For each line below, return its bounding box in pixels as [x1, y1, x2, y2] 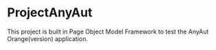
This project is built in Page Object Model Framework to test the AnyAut [7, 27, 209, 36]
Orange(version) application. [7, 34, 88, 42]
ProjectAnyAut [7, 5, 93, 21]
